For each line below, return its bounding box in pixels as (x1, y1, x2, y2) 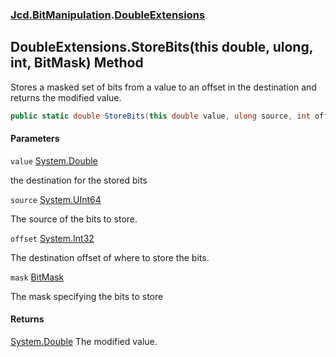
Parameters (10, 133, 60, 145)
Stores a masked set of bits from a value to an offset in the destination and (10, 81, 317, 93)
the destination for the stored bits (10, 174, 148, 186)
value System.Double (10, 154, 98, 167)
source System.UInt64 (10, 193, 102, 205)
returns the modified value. (10, 91, 122, 103)
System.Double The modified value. (10, 336, 158, 348)
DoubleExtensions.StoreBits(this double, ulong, (10, 39, 314, 56)
